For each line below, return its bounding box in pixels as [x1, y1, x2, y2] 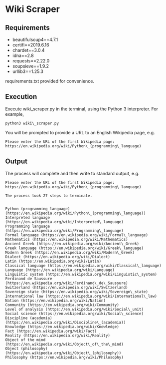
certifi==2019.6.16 [12, 42, 49, 48]
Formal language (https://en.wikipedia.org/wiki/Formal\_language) [5, 232, 149, 238]
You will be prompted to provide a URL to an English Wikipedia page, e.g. [5, 129, 156, 135]
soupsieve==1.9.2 [12, 63, 49, 69]
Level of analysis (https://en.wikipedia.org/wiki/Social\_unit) [5, 307, 144, 312]
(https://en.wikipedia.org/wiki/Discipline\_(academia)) [5, 320, 126, 325]
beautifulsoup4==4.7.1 [12, 36, 58, 42]
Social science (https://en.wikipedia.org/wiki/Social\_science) [5, 311, 144, 316]
